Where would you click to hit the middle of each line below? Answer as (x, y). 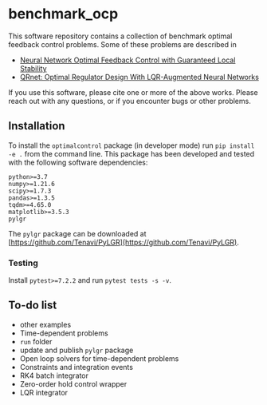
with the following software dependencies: (78, 162)
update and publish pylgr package (77, 350)
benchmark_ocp (63, 14)
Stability (33, 68)
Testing (23, 263)
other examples (45, 324)
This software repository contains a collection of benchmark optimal (120, 36)
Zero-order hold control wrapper (73, 383)
